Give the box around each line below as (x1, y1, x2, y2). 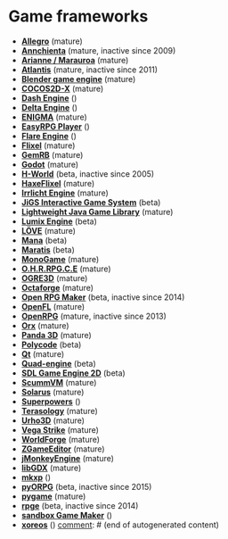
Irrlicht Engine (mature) (20, 187, 109, 198)
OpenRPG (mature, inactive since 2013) (20, 311, 167, 321)
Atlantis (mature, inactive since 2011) (20, 64, 158, 75)
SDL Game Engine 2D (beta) (20, 368, 126, 378)
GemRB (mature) (20, 149, 84, 160)
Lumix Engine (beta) (20, 216, 97, 227)
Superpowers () (20, 395, 81, 407)
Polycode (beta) (20, 339, 82, 350)
